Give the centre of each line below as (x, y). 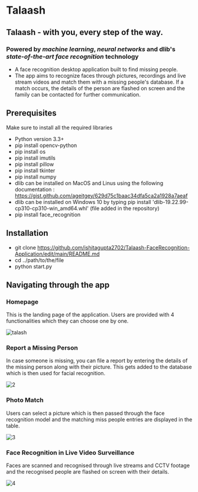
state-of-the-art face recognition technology (72, 56)
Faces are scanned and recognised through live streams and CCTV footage (98, 465)
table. (13, 426)
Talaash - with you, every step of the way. (85, 32)
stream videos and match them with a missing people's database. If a (99, 82)
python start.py (33, 266)
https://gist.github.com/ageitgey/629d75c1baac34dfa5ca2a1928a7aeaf (101, 196)
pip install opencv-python (46, 145)
